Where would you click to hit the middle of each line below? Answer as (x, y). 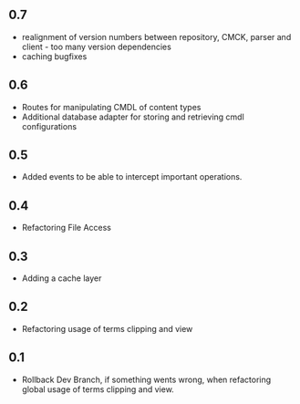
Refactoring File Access (66, 228)
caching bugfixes (54, 56)
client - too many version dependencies (97, 47)
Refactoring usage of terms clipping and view (107, 328)
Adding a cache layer (62, 278)
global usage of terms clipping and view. (98, 389)
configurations (49, 126)
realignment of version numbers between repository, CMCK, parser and (156, 36)
